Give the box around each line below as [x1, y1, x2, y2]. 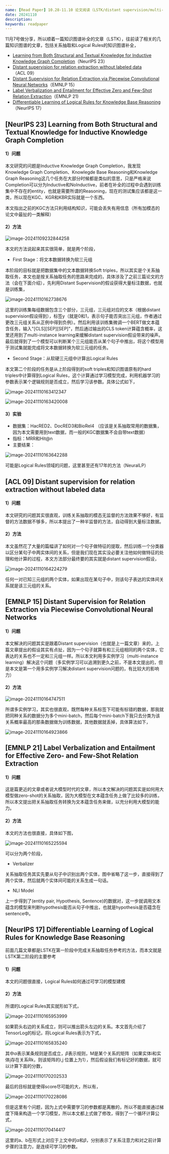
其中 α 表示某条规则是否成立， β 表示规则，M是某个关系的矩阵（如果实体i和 [5, 1050, 157, 1056]
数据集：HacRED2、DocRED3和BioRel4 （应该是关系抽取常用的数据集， [12, 423, 162, 429]
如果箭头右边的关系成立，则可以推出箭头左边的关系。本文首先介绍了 [5, 1023, 146, 1029]
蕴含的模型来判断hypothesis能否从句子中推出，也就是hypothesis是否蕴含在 [5, 904, 161, 910]
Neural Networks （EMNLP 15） [12, 82, 78, 88]
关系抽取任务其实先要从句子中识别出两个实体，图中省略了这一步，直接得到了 [5, 871, 164, 877]
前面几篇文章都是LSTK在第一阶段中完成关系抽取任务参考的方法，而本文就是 [5, 947, 162, 954]
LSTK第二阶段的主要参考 [5, 954, 56, 960]
